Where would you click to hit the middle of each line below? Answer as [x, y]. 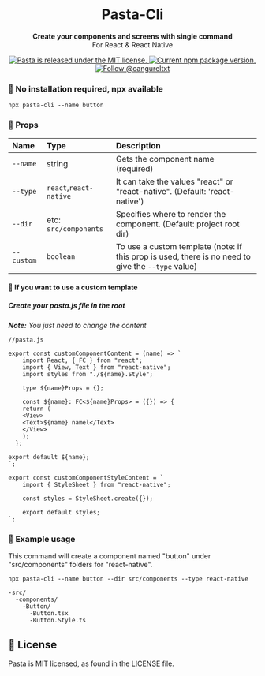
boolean [61, 256]
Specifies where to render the [171, 214]
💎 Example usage [42, 540]
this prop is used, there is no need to [183, 256]
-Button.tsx [49, 614]
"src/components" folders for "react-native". [80, 565]
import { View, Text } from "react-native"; [97, 368]
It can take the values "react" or [174, 181]
